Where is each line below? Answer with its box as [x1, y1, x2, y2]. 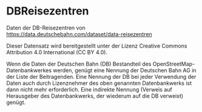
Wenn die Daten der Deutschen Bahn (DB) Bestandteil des [6, 60, 152, 67]
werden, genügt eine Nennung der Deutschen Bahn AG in [53, 66, 197, 73]
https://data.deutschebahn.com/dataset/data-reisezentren [6, 30, 153, 37]
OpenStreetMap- [152, 60, 195, 67]
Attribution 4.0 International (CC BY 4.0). [6, 48, 108, 55]
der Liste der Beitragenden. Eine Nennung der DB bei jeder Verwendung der [6, 73, 197, 80]
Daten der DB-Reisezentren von [6, 24, 86, 31]
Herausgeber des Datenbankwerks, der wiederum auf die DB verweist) [6, 92, 184, 99]
